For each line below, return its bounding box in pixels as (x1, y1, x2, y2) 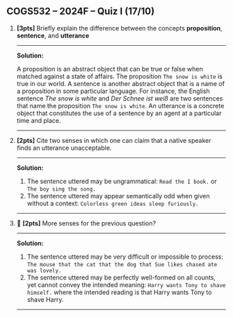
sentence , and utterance (16, 31, 90, 40)
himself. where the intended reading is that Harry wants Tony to (26, 288, 212, 296)
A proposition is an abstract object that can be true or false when (16, 65, 203, 73)
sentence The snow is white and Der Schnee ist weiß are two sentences (16, 94, 223, 103)
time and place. (16, 116, 61, 124)
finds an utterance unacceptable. (16, 144, 112, 152)
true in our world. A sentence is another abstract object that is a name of (16, 79, 225, 87)
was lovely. (26, 267, 62, 274)
